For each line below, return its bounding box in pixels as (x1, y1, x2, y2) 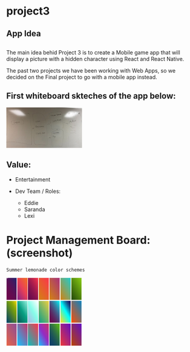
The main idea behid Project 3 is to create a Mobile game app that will (6, 48, 180, 56)
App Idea (6, 28, 41, 39)
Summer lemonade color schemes (6, 267, 85, 273)
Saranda (24, 206, 45, 213)
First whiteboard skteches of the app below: (6, 91, 177, 101)
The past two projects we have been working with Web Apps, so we (6, 67, 176, 74)
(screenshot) (6, 246, 73, 259)
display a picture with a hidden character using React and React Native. (6, 55, 185, 62)
